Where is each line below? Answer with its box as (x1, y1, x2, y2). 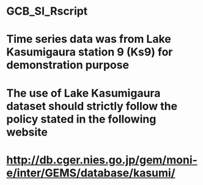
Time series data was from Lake (6, 32, 171, 46)
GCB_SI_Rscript (6, 4, 88, 18)
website (6, 125, 48, 139)
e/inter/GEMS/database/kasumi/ (6, 166, 175, 180)
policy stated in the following (6, 112, 157, 126)
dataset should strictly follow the (6, 99, 178, 113)
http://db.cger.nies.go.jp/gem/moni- (6, 153, 197, 167)
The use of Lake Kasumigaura (6, 86, 161, 100)
